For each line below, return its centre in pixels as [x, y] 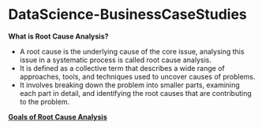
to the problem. [44, 101]
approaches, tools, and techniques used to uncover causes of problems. [137, 76]
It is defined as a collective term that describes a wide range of [122, 68]
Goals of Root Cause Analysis [58, 116]
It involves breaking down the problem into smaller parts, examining [130, 85]
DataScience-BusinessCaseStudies [127, 15]
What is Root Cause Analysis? [58, 36]
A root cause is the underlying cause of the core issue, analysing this [132, 51]
